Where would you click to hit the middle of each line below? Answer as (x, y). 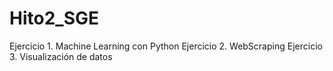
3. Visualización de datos (61, 56)
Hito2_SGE (54, 18)
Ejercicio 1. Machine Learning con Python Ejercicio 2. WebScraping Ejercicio (166, 46)
